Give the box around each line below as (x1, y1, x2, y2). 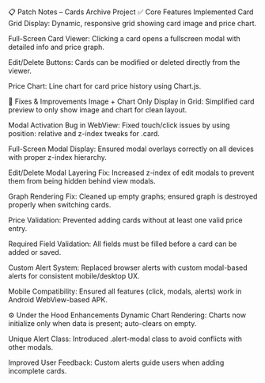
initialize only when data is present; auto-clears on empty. (8, 319, 197, 328)
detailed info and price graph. (8, 43, 105, 51)
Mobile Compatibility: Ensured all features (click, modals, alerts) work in (8, 286, 242, 296)
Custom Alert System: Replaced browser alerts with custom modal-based (8, 263, 248, 272)
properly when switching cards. (8, 200, 112, 209)
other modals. (8, 343, 54, 351)
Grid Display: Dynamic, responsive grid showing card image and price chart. (8, 19, 257, 28)
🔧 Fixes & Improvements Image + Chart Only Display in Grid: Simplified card (8, 97, 255, 106)
